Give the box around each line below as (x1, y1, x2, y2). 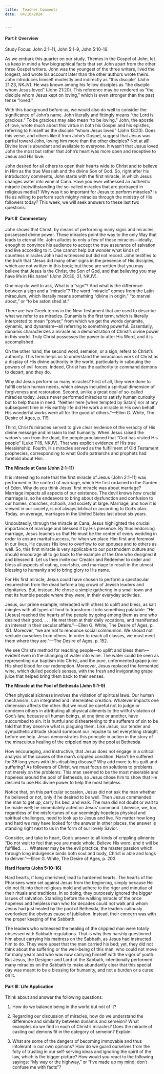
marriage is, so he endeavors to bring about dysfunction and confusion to (5, 495, 154, 501)
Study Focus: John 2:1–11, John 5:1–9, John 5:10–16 (5, 46, 107, 52)
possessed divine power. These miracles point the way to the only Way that (5, 232, 157, 237)
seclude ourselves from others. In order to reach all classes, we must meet (5, 632, 155, 638)
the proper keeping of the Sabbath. (5, 916, 76, 922)
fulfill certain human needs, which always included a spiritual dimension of (5, 384, 155, 389)
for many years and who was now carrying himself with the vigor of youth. (5, 951, 155, 957)
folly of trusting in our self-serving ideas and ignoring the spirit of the (12, 1049, 151, 1054)
